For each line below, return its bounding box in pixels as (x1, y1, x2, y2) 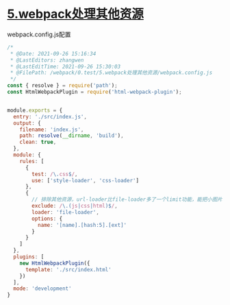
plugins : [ (13, 254, 44, 260)
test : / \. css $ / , (31, 171, 78, 178)
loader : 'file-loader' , (31, 208, 99, 216)
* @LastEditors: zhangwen (10, 56, 84, 64)
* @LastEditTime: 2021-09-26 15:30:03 (10, 63, 121, 70)
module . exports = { (7, 107, 63, 114)
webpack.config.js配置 (7, 30, 71, 38)
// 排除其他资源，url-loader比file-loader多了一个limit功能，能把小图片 (31, 196, 222, 203)
